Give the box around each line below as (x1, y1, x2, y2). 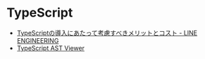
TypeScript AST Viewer (16, 44, 85, 52)
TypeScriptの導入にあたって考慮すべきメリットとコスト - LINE (16, 28, 198, 37)
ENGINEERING (16, 36, 59, 44)
